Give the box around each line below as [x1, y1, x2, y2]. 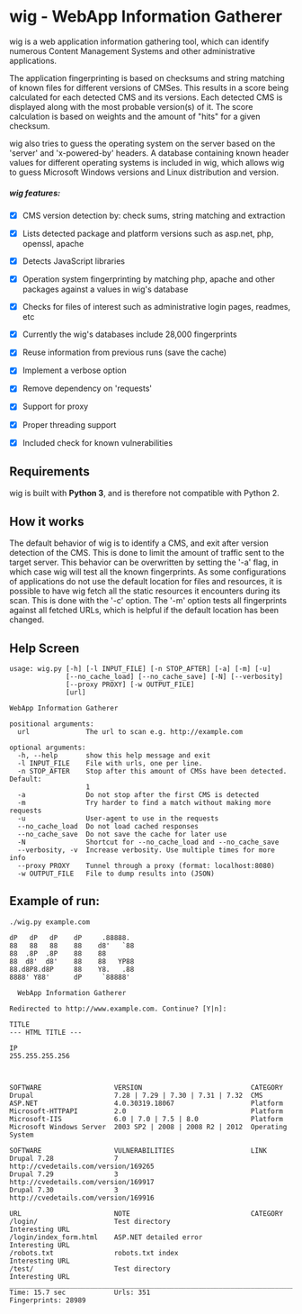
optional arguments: [9, 743, 87, 753]
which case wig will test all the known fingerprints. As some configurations [9, 566, 287, 577]
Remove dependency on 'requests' [22, 383, 153, 394]
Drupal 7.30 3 [9, 1185, 119, 1194]
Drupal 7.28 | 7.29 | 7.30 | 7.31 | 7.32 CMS [9, 1091, 263, 1100]
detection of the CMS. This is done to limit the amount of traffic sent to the [9, 548, 285, 558]
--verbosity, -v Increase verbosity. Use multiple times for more [17, 846, 276, 855]
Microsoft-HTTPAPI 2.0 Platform [9, 1106, 283, 1116]
